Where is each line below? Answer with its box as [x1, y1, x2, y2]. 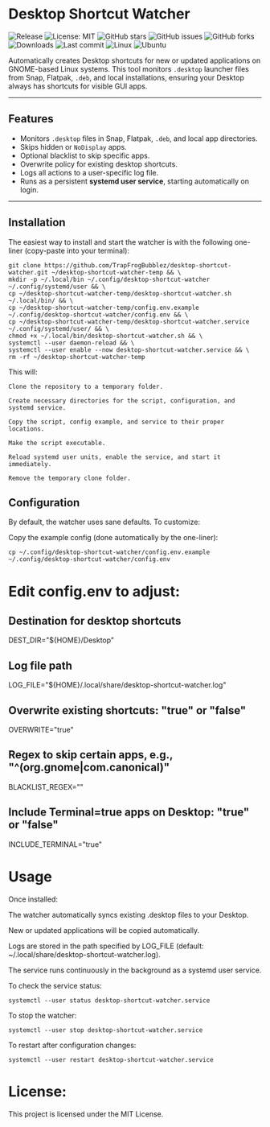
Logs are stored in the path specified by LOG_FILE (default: [8, 941, 204, 951]
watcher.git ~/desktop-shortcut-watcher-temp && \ [8, 268, 182, 276]
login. [19, 184, 39, 194]
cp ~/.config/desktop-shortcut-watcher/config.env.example [8, 548, 211, 556]
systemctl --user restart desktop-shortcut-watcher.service [8, 1055, 215, 1063]
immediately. [8, 460, 52, 468]
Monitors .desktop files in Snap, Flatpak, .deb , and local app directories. [19, 134, 258, 143]
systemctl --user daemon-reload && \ [8, 339, 135, 347]
